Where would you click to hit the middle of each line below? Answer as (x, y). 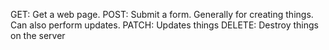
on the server (38, 35)
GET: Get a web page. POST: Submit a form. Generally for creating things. (162, 14)
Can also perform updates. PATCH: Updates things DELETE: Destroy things (164, 25)
